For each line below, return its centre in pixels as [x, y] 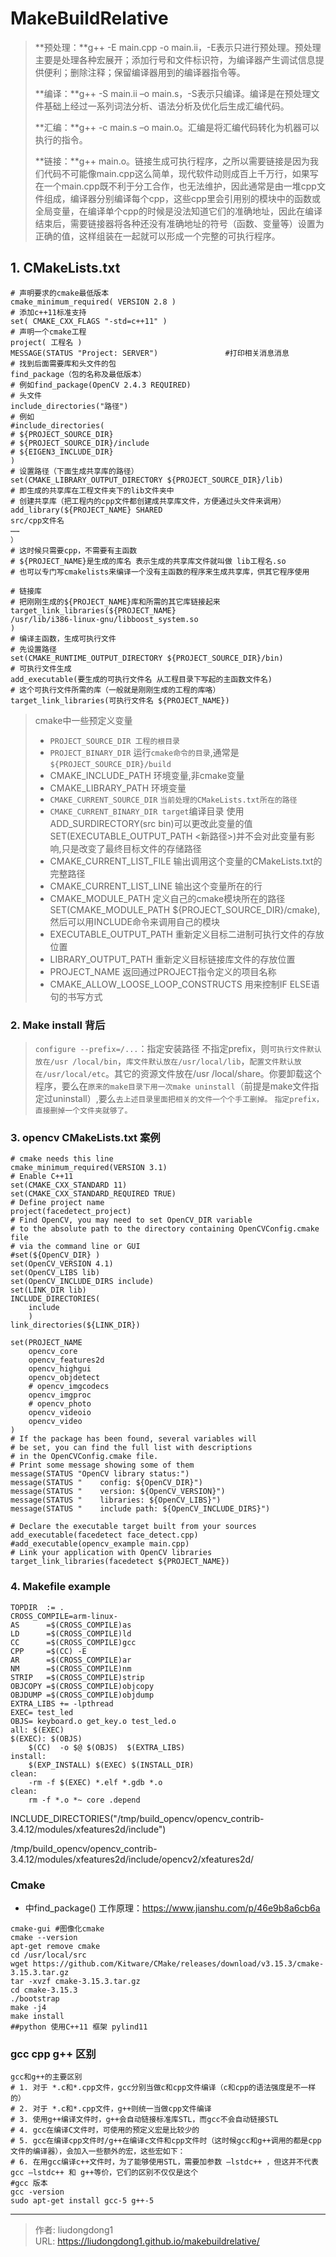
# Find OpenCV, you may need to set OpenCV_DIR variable [131, 1220]
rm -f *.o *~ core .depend [84, 1800]
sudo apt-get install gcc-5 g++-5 [82, 2201]
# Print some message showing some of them [102, 1465]
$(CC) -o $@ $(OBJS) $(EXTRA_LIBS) [107, 1747]
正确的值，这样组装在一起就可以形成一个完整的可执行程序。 [157, 236]
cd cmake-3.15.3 [44, 1990]
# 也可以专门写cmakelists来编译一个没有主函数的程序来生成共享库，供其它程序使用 [160, 572]
